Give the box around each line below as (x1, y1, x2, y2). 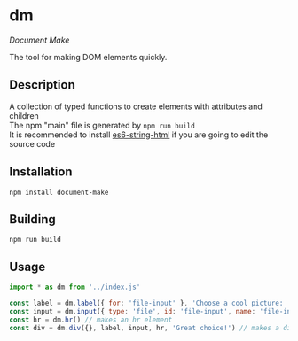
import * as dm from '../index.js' (9, 283, 141, 292)
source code (9, 138, 56, 149)
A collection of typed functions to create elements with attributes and (9, 101, 263, 112)
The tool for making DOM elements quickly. (9, 51, 168, 62)
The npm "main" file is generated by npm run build (9, 120, 195, 130)
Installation (9, 165, 73, 180)
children (9, 110, 40, 120)
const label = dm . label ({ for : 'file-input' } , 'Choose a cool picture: (9, 298, 284, 308)
